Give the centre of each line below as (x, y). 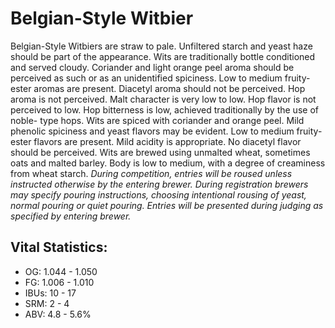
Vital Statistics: (59, 247)
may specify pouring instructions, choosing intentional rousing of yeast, (158, 194)
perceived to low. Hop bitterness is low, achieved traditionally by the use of (164, 109)
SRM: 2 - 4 (47, 303)
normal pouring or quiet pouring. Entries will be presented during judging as (167, 205)
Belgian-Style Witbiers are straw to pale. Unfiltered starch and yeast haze (161, 46)
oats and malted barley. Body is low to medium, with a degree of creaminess (168, 163)
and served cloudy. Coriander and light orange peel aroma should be (152, 67)
